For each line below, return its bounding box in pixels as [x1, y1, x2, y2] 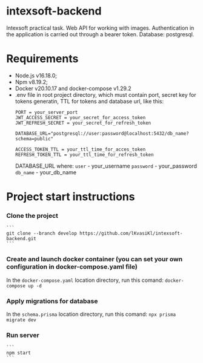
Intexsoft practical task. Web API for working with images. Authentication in [6, 24, 195, 31]
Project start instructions [6, 190, 135, 204]
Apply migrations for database [6, 296, 98, 305]
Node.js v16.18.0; [15, 71, 58, 79]
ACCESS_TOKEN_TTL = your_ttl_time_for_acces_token [15, 146, 146, 152]
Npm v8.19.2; [15, 78, 48, 85]
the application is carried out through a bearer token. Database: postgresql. [6, 30, 195, 38]
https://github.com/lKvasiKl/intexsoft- [79, 231, 183, 237]
